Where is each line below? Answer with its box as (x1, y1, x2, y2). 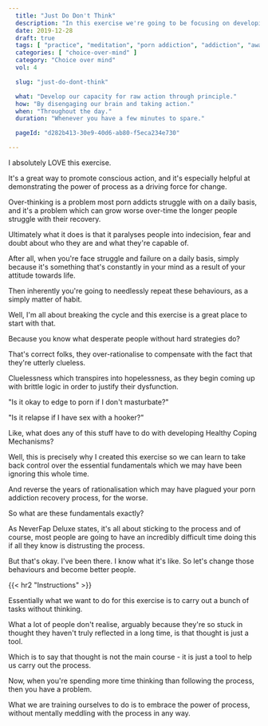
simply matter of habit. (8, 294, 82, 304)
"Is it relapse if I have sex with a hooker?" (8, 412, 144, 422)
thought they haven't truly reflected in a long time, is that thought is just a (8, 628, 249, 637)
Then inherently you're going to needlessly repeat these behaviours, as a (8, 286, 249, 295)
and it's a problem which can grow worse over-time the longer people (8, 206, 238, 215)
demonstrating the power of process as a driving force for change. (8, 182, 227, 191)
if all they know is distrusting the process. (8, 541, 145, 550)
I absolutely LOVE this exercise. (8, 158, 112, 168)
